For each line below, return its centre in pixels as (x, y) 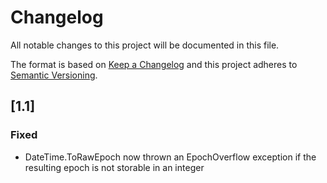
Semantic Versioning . (54, 75)
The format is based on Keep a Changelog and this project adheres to (154, 64)
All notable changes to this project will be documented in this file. (145, 45)
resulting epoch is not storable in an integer (114, 167)
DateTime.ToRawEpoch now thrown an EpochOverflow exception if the (170, 157)
